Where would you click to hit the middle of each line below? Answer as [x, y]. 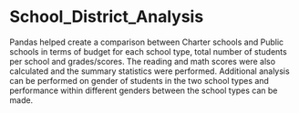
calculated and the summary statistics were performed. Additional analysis [149, 71]
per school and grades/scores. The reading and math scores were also [143, 61]
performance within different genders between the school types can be [144, 90]
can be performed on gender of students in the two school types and [139, 80]
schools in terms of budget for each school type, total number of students [148, 51]
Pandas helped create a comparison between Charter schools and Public [147, 42]
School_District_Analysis [107, 17]
